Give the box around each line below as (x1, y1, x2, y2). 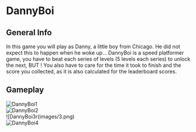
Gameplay (6, 85, 44, 95)
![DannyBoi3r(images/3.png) (6, 113, 75, 120)
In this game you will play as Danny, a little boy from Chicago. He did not (6, 43, 180, 50)
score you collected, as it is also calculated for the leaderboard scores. (6, 68, 177, 75)
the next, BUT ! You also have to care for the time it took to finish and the (6, 62, 181, 69)
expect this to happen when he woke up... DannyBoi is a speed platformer (6, 49, 184, 56)
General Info (6, 28, 52, 38)
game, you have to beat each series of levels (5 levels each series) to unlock (6, 56, 191, 62)
